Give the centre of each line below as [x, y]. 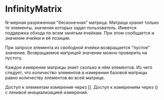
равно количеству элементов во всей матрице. [55, 78]
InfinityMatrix [34, 9]
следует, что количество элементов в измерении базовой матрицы [76, 72]
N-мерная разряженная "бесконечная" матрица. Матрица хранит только [82, 22]
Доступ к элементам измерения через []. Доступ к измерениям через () [82, 87]
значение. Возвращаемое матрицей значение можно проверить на [76, 53]
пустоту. [14, 58]
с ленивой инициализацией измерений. [47, 92]
